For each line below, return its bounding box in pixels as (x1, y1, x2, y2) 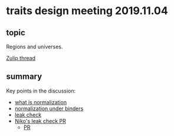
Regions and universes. (6, 43, 63, 50)
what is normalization (14, 98, 67, 105)
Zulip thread (6, 55, 36, 61)
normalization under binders (14, 105, 84, 112)
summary (6, 72, 42, 82)
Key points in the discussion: (6, 87, 76, 94)
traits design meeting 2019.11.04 (6, 4, 168, 18)
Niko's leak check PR (14, 117, 66, 124)
